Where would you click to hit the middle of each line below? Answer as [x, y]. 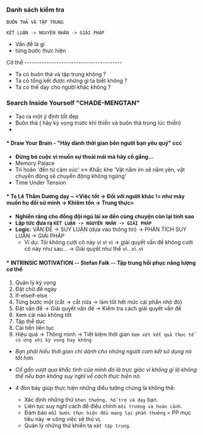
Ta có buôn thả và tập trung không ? [60, 74]
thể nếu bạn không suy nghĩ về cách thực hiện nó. [78, 376]
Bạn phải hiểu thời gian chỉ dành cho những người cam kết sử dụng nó [103, 352]
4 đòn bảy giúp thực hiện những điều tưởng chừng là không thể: [95, 388]
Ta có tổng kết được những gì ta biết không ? [71, 81]
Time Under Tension [41, 183]
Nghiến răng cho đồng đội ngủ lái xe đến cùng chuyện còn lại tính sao [105, 216]
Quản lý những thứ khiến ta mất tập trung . [77, 426]
